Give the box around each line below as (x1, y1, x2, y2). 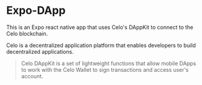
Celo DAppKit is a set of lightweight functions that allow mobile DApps (21, 60, 197, 67)
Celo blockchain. (6, 30, 48, 37)
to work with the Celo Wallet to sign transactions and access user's (21, 66, 189, 73)
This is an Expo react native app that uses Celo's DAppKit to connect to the (6, 24, 194, 31)
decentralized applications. (6, 48, 74, 55)
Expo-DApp (6, 4, 66, 17)
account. (21, 72, 44, 80)
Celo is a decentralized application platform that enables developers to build (6, 42, 197, 49)
